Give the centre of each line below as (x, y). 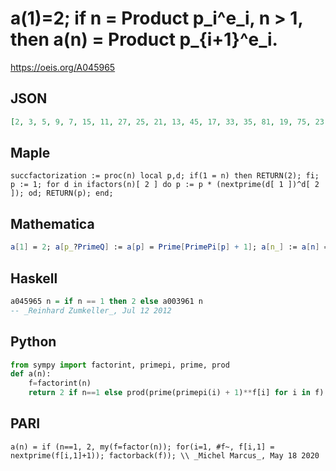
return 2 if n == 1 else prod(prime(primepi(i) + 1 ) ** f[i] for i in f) (176, 393)
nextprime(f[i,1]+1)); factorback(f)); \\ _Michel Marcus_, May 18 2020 (165, 455)
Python (33, 342)
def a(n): (31, 374)
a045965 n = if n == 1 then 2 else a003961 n (106, 301)
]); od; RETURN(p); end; (62, 193)
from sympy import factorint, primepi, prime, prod (120, 365)
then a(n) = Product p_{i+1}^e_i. (144, 39)
